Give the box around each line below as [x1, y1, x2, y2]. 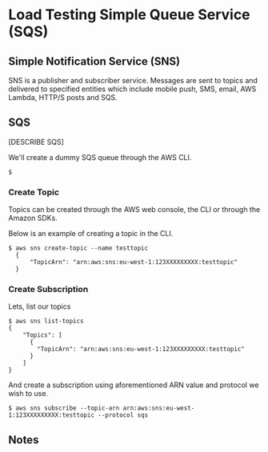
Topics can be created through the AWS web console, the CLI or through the [8, 205, 261, 214]
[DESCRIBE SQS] [8, 137, 64, 146]
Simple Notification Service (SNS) [8, 54, 181, 68]
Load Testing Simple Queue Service [8, 6, 250, 24]
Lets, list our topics [8, 302, 71, 311]
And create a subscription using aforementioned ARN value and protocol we [8, 380, 259, 390]
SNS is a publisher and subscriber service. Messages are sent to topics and [8, 76, 258, 85]
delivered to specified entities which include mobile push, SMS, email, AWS [8, 84, 257, 94]
